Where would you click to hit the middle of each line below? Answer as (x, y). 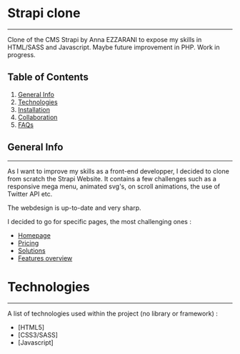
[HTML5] (31, 327)
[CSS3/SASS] (38, 335)
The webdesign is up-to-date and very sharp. (74, 208)
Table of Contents (48, 77)
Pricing (28, 243)
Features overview (45, 258)
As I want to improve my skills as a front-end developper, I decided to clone (119, 171)
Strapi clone (44, 13)
